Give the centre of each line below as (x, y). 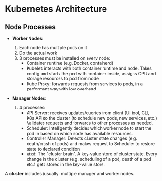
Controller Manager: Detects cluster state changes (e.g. (82, 138)
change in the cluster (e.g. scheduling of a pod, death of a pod (89, 159)
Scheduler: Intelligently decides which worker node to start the (89, 128)
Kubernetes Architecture (56, 9)
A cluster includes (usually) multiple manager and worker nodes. (70, 173)
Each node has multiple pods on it (53, 48)
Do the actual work (38, 53)
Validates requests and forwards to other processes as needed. (90, 123)
